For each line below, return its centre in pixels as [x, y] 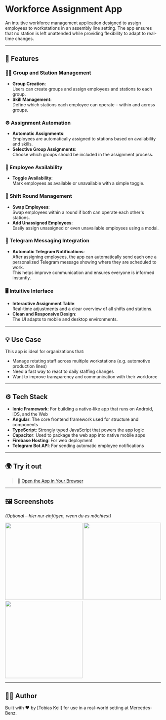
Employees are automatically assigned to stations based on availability [84, 138]
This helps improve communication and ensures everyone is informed [83, 272]
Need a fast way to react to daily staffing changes [63, 371]
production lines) [29, 366]
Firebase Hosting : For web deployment [52, 440]
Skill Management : [32, 99]
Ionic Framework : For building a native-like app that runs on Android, [83, 408]
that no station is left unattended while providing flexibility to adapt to [76, 33]
